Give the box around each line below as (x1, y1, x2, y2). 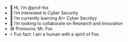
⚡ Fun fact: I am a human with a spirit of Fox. (9, 31, 100, 37)
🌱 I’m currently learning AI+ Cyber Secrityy (9, 15, 97, 21)
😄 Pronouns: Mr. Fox (9, 26, 53, 32)
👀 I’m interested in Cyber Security (9, 10, 78, 16)
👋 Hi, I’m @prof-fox (9, 5, 49, 10)
